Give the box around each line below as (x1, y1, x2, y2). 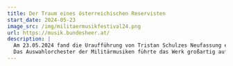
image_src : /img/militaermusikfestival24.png (7, 23, 141, 30)
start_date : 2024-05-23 (7, 16, 76, 23)
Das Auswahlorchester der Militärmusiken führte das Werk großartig (13, 49, 216, 56)
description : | (7, 36, 51, 43)
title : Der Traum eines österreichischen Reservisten (7, 10, 166, 17)
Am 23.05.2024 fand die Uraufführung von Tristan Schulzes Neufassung (13, 42, 222, 49)
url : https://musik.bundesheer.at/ (7, 29, 110, 36)
